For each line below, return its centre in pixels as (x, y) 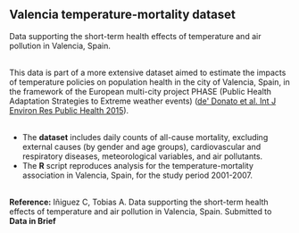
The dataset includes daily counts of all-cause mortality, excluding (145, 137)
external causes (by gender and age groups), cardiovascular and (141, 146)
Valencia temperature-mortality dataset (123, 15)
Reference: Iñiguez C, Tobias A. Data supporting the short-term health (139, 202)
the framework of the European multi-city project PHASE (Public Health (141, 91)
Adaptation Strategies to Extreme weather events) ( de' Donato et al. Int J (143, 101)
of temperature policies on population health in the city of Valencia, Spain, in (149, 82)
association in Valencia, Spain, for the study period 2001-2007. (137, 175)
